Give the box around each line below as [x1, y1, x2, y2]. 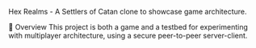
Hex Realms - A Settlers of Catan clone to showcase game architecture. [8, 7, 248, 16]
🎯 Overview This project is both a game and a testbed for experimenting [8, 22, 249, 31]
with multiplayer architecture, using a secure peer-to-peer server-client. [8, 31, 248, 40]
